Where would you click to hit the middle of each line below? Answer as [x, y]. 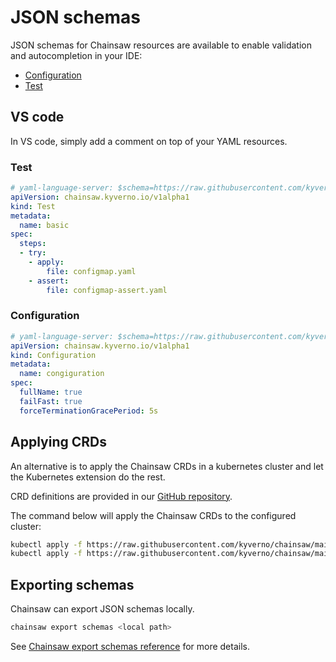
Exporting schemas [72, 584]
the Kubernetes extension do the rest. [88, 477]
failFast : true [51, 401]
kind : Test [33, 206]
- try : [33, 253]
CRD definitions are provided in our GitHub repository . [121, 496]
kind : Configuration [53, 355]
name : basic [44, 225]
